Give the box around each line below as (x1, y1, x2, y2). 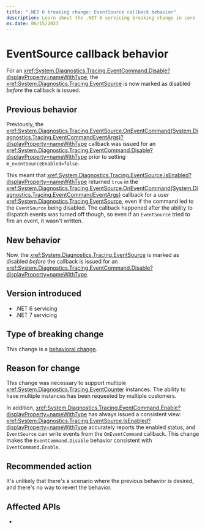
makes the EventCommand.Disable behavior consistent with (6, 436, 152, 444)
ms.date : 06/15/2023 (6, 20, 59, 26)
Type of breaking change (6, 329, 104, 340)
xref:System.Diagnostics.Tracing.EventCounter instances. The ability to (6, 386, 186, 393)
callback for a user (122, 191, 170, 199)
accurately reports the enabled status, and (88, 424, 196, 431)
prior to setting (88, 153, 126, 161)
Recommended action (6, 461, 92, 471)
